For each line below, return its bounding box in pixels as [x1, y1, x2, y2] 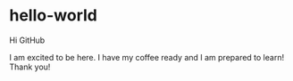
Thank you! [9, 61, 51, 72]
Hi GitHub [9, 35, 46, 45]
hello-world [9, 5, 98, 26]
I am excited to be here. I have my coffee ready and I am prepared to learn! [9, 52, 284, 62]
